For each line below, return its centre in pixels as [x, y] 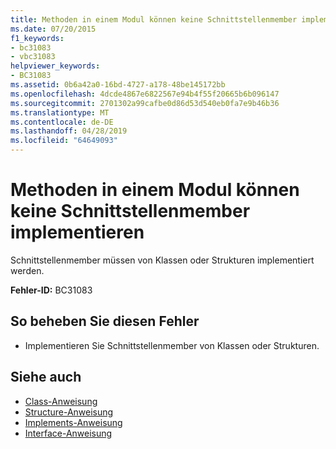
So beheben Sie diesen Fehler [105, 321]
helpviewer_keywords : [55, 66]
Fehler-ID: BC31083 [51, 290]
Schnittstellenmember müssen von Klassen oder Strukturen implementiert [162, 260]
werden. [27, 270]
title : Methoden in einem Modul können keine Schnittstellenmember [154, 19]
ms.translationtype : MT [60, 112]
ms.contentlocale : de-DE [62, 122]
